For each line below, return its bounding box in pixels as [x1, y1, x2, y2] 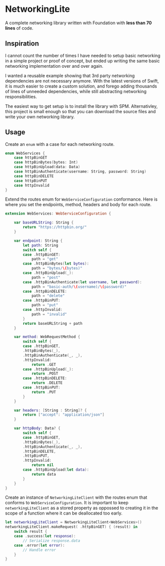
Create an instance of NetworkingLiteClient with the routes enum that [5, 494, 148, 500]
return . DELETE [31, 381, 63, 386]
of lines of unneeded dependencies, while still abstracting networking [5, 88, 147, 94]
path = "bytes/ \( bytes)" [31, 266, 83, 271]
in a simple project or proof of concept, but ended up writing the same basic [5, 58, 160, 64]
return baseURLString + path [23, 321, 83, 326]
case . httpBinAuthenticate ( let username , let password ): [23, 279, 142, 285]
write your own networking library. [5, 114, 75, 120]
